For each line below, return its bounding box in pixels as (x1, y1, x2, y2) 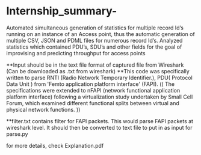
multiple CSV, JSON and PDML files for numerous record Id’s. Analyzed (6, 37, 183, 44)
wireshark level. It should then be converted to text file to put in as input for (6, 124, 193, 131)
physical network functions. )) (6, 106, 81, 113)
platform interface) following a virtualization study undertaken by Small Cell (6, 93, 193, 100)
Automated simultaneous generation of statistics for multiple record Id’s (6, 24, 184, 31)
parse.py (6, 130, 28, 138)
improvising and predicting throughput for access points (6, 49, 146, 56)
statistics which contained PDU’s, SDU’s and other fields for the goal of (6, 43, 182, 50)
